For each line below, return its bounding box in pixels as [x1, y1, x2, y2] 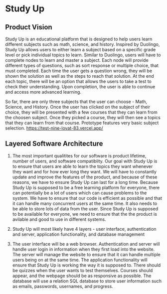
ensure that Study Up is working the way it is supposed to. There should [12, 262, 161, 268]
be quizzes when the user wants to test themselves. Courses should [12, 267, 153, 273]
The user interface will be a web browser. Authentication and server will [12, 241, 161, 247]
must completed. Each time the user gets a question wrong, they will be [5, 68, 153, 74]
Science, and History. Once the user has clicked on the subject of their [5, 104, 151, 110]
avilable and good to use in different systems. [12, 216, 106, 222]
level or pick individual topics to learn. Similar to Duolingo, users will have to [5, 52, 161, 58]
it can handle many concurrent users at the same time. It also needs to [12, 200, 158, 206]
